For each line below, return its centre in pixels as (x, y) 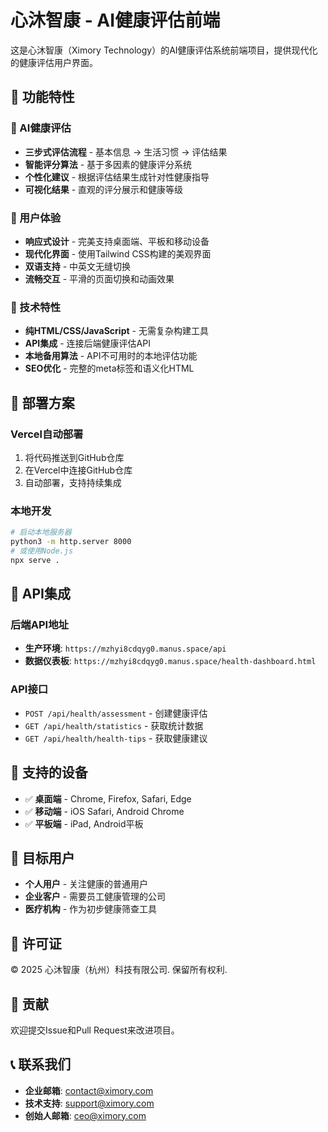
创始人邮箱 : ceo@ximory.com (85, 1115)
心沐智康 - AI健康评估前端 (115, 20)
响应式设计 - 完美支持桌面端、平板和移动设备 (117, 241)
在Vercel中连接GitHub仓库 (78, 470)
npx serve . (35, 560)
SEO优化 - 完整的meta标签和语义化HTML (109, 368)
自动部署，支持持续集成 (73, 482)
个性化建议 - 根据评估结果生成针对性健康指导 (117, 177)
